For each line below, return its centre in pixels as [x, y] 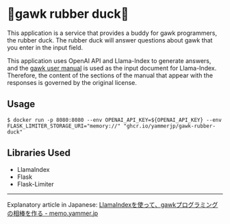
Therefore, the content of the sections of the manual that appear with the [110, 75]
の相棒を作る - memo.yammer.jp [53, 213]
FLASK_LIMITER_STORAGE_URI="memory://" [64, 126]
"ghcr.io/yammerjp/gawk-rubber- [169, 126]
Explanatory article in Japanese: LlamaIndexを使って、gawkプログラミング [113, 204]
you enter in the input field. [45, 47]
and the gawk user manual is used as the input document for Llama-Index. [112, 68]
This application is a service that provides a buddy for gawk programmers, [112, 33]
